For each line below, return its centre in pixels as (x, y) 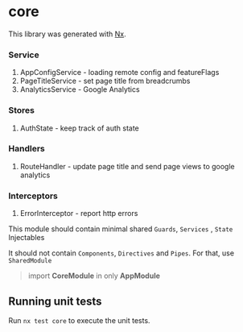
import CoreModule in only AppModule (94, 276)
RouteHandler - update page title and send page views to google (127, 166)
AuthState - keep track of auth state (79, 128)
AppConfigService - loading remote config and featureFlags (119, 73)
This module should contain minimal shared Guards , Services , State (121, 229)
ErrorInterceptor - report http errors (79, 214)
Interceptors (33, 196)
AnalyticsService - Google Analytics (80, 89)
